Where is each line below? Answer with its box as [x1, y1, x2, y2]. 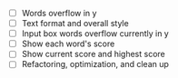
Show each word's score [21, 38, 115, 49]
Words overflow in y [21, 8, 97, 18]
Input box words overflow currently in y [21, 28, 169, 39]
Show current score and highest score [21, 49, 165, 60]
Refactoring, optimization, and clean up [21, 59, 170, 70]
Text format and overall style [21, 18, 129, 29]
